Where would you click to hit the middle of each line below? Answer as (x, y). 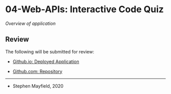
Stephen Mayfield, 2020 (38, 86)
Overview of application (31, 23)
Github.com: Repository (37, 71)
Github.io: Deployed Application (46, 61)
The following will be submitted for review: (50, 51)
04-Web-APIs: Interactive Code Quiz (84, 9)
